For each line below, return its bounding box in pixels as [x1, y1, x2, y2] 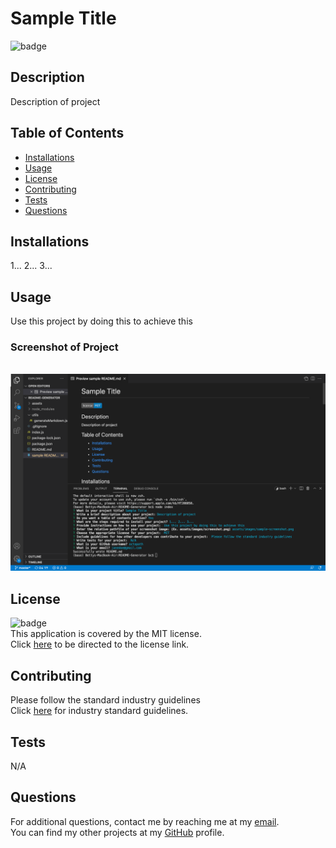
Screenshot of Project [10, 340, 119, 354]
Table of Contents [10, 125, 125, 142]
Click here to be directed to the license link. [10, 638, 190, 651]
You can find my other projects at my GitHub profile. [10, 826, 225, 838]
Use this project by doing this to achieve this [10, 315, 193, 327]
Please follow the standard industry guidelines [10, 694, 201, 706]
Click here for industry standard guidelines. [10, 705, 189, 717]
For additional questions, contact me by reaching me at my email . [10, 815, 280, 827]
